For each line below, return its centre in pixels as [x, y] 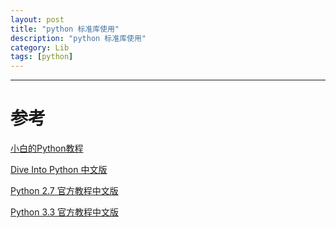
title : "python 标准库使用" [65, 29]
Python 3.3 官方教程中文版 [65, 212]
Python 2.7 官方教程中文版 [64, 191]
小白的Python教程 [47, 148]
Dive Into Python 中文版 [59, 170]
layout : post [37, 19]
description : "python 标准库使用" [78, 38]
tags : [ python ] [42, 57]
